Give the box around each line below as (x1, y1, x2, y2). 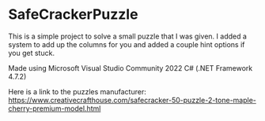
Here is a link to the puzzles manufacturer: (8, 86, 146, 96)
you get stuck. (8, 48, 55, 57)
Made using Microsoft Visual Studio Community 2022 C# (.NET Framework (8, 63, 253, 72)
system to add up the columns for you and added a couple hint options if (8, 39, 245, 49)
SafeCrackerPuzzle (8, 5, 138, 24)
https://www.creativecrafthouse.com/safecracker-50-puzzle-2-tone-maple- (8, 95, 257, 104)
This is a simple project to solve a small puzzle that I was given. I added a (8, 31, 248, 41)
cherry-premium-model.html (8, 104, 101, 113)
